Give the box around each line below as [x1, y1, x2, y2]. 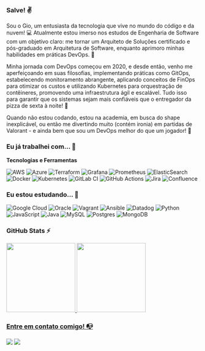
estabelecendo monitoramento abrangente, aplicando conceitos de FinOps [6, 76, 195, 84]
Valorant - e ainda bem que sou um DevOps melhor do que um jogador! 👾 [6, 127, 192, 135]
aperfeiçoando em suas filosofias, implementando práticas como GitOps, [6, 69, 191, 77]
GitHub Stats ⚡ [6, 226, 51, 235]
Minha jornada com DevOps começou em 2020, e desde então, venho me [6, 63, 193, 70]
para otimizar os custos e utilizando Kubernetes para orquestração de [6, 82, 182, 90]
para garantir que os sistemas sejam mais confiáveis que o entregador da [6, 95, 192, 103]
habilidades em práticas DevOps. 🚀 [6, 51, 95, 58]
